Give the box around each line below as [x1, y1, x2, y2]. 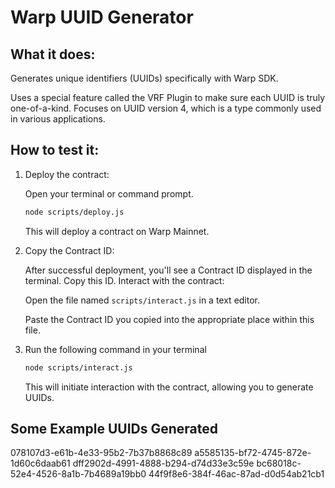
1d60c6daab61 [10, 457, 71, 470]
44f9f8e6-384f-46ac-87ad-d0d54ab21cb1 [148, 468, 325, 480]
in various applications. [10, 113, 106, 125]
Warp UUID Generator [10, 6, 194, 29]
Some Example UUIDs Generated [10, 420, 219, 437]
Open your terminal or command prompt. [24, 187, 194, 200]
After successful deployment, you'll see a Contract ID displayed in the [24, 264, 313, 276]
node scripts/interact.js [24, 362, 133, 373]
